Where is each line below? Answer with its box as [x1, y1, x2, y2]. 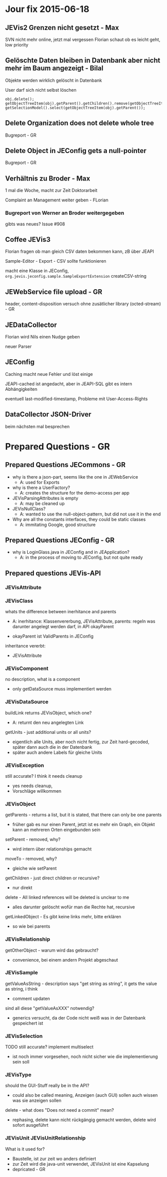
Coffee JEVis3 [5, 235, 51, 244]
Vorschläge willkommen [12, 788, 62, 794]
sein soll [12, 1059, 30, 1065]
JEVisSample [5, 969, 38, 976]
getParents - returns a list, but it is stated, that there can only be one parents [5, 812, 162, 818]
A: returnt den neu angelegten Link [12, 719, 84, 725]
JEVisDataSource [5, 698, 49, 705]
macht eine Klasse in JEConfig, [5, 268, 69, 274]
